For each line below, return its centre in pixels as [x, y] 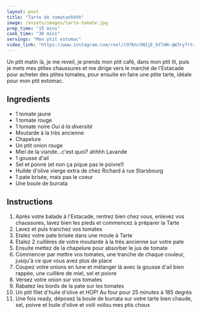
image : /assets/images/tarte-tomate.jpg [58, 23]
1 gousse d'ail [32, 158]
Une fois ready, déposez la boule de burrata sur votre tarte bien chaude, [104, 299]
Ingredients [28, 100]
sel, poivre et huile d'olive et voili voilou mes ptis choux [82, 304]
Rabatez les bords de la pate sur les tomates [69, 285]
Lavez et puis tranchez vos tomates [59, 229]
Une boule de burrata [41, 183]
